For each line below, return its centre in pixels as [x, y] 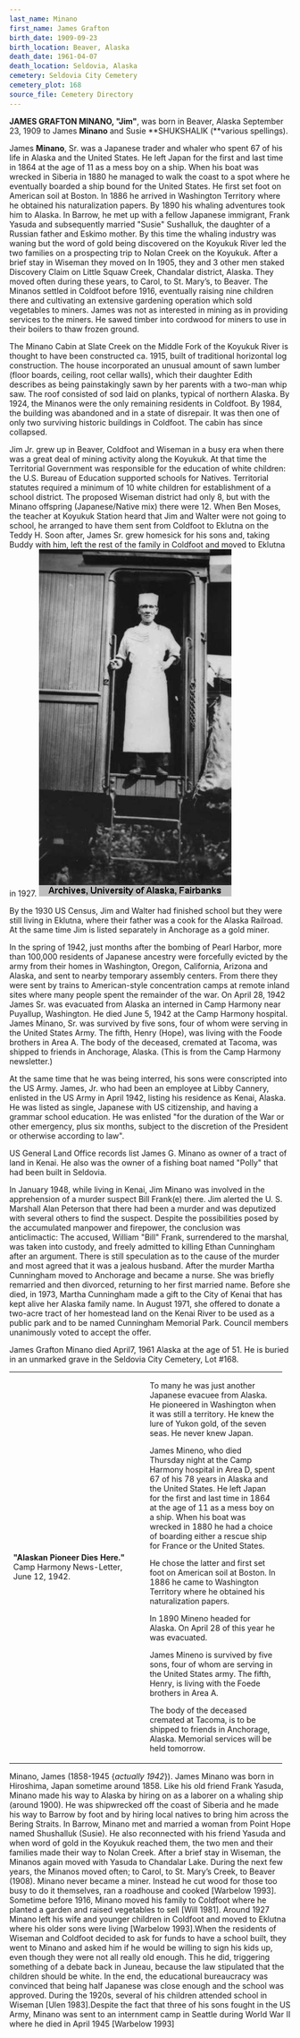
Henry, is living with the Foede [205, 1683]
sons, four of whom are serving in [211, 1664]
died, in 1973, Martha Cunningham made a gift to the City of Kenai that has [146, 1294]
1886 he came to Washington [204, 1582]
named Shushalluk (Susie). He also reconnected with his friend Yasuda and [147, 1833]
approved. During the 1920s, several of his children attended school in [138, 1995]
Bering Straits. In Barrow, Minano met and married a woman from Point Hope [150, 1824]
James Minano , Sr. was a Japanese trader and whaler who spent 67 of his [146, 148]
